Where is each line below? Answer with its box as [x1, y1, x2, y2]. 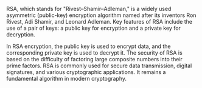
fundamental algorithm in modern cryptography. [6, 75, 127, 82]
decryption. [6, 31, 35, 38]
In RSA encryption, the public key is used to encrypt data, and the [6, 42, 171, 50]
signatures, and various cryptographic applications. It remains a [6, 69, 166, 75]
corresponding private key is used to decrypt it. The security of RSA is [6, 49, 183, 56]
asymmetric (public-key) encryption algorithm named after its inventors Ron [6, 12, 197, 19]
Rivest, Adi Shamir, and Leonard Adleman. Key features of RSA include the [6, 18, 193, 25]
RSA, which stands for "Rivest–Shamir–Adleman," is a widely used [6, 5, 172, 12]
